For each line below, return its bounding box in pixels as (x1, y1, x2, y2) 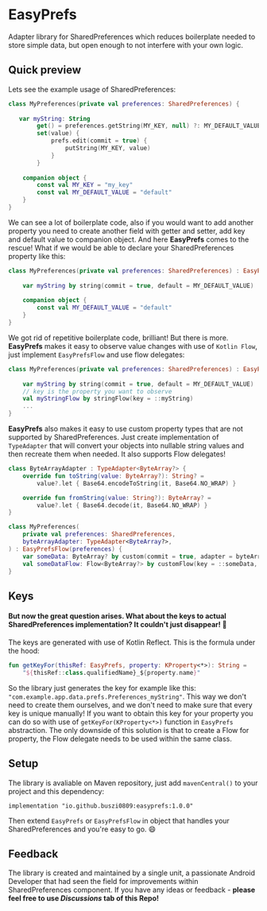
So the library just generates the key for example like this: (8, 683, 196, 692)
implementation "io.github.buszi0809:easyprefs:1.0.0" (8, 801, 194, 810)
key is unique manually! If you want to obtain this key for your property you (8, 708, 253, 718)
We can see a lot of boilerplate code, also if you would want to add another (8, 217, 254, 227)
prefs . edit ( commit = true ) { (50, 137, 148, 145)
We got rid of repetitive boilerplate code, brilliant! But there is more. (8, 332, 229, 343)
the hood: (8, 645, 40, 655)
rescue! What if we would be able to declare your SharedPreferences (8, 242, 234, 252)
